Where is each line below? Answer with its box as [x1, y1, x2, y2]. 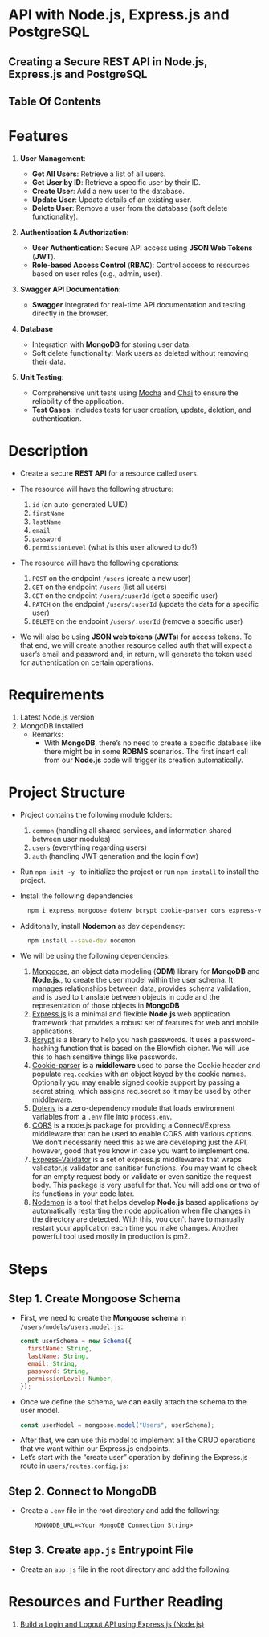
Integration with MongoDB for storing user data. [31, 340, 191, 349]
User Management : [19, 153, 86, 163]
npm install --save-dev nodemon [27, 936, 136, 945]
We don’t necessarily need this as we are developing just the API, [31, 1137, 249, 1148]
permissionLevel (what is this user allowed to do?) [31, 542, 198, 552]
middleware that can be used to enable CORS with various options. [31, 1129, 254, 1139]
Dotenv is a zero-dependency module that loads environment [31, 1103, 235, 1113]
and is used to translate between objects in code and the [31, 992, 221, 1002]
